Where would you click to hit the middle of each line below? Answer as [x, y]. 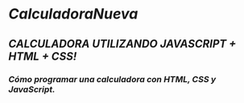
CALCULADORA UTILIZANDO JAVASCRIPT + [122, 44]
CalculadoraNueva [73, 14]
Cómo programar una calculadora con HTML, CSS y [112, 79]
